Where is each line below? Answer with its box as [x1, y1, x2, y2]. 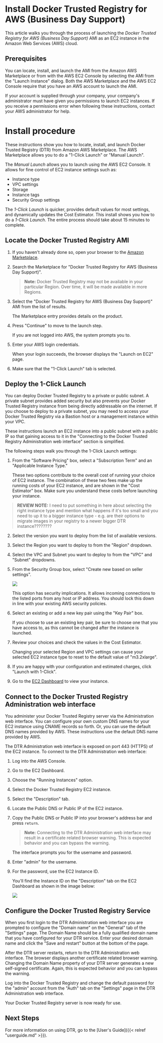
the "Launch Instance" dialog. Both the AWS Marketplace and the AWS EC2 [5, 78, 157, 84]
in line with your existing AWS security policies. [12, 601, 107, 607]
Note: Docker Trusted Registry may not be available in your [24, 278, 144, 284]
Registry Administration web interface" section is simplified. [5, 439, 125, 445]
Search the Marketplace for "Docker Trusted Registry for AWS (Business [12, 264, 158, 270]
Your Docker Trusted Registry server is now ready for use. [5, 999, 122, 1006]
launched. [12, 630, 33, 636]
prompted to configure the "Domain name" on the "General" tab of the [5, 925, 146, 930]
